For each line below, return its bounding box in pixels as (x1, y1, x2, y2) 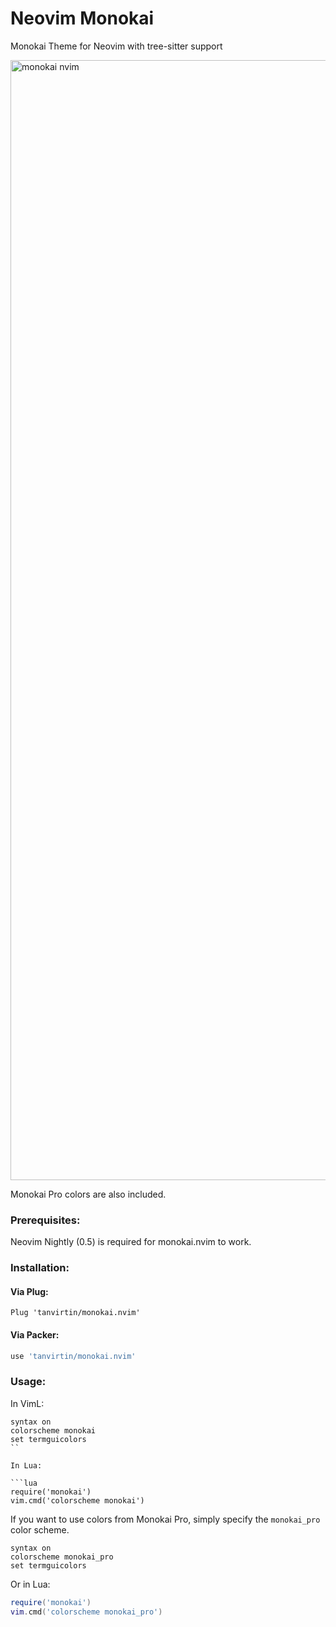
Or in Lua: (10, 1578, 51, 1590)
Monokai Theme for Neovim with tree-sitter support (10, 40, 223, 52)
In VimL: (10, 1397, 45, 1409)
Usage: (10, 1375, 47, 1389)
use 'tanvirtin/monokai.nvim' (10, 1351, 137, 1361)
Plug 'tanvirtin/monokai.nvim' (10, 1308, 141, 1318)
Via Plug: (10, 1285, 49, 1297)
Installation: (10, 1261, 70, 1275)
